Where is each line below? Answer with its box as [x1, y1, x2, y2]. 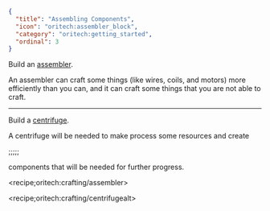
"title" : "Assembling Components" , [15, 14, 135, 23]
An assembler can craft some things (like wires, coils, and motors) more [8, 75, 247, 85]
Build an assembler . [8, 60, 74, 69]
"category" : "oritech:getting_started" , [15, 30, 153, 38]
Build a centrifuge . [8, 115, 70, 125]
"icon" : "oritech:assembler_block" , [15, 23, 138, 31]
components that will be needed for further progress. [8, 162, 185, 172]
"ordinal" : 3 [15, 37, 59, 46]
